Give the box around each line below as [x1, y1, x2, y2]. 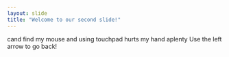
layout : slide [7, 9, 48, 17]
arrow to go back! [7, 42, 57, 50]
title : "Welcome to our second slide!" [7, 16, 121, 23]
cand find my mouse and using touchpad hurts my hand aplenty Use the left [7, 35, 222, 43]
